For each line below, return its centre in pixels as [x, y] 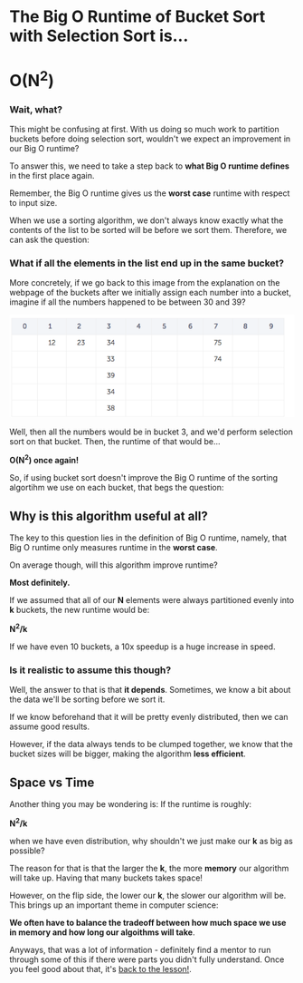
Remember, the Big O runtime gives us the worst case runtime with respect [150, 193]
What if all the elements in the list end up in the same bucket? [147, 263]
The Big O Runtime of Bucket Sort [137, 17]
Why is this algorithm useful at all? [109, 516]
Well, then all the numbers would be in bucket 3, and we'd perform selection [151, 432]
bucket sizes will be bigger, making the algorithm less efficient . [128, 754]
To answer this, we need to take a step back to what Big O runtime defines [149, 166]
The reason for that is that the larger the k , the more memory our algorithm [149, 868]
